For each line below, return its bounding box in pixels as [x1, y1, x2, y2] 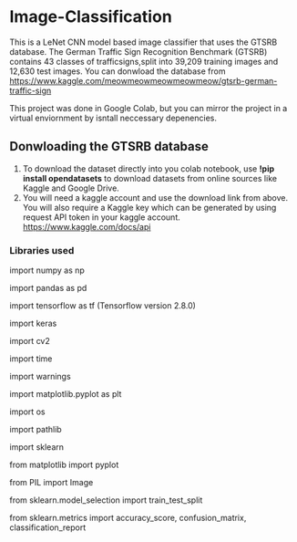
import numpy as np [9, 265, 85, 276]
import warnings [9, 371, 71, 382]
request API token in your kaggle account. [22, 212, 180, 223]
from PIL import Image [9, 477, 94, 488]
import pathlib [9, 424, 62, 435]
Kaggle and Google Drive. [22, 182, 120, 193]
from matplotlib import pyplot [9, 459, 119, 471]
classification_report [9, 522, 87, 533]
